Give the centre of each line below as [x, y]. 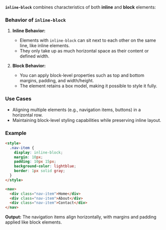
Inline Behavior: [29, 31]
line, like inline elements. [45, 46]
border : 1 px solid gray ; [40, 171]
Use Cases [18, 99]
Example [16, 133]
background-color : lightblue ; [45, 166]
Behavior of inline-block [35, 20]
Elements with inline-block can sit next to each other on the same [88, 40]
